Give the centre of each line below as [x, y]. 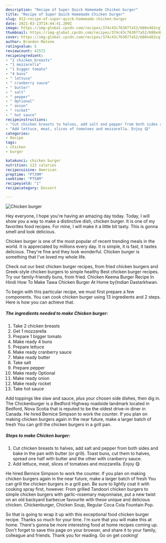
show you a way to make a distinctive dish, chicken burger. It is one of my [80, 221]
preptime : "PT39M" [24, 174]
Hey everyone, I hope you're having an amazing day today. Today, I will [78, 216]
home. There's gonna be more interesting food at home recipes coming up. [82, 525]
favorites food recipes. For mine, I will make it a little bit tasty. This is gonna [82, 226]
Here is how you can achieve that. [40, 302]
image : [12, 28]
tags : [11, 143]
